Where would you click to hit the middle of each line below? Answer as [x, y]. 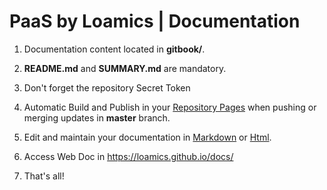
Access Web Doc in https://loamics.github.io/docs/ [128, 156]
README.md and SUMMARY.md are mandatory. [125, 68]
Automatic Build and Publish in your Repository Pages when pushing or [170, 107]
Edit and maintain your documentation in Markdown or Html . [147, 137]
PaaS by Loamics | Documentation [155, 21]
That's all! [44, 176]
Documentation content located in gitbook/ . [114, 49]
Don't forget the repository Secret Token [107, 87]
